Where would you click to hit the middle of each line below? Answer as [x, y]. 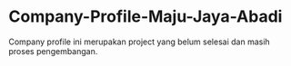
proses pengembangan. [53, 51]
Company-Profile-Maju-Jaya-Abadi [145, 17]
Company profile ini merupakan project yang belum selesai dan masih [139, 42]
